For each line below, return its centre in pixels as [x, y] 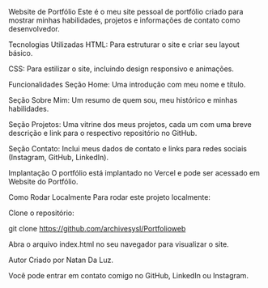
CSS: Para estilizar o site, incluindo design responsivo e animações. [121, 69]
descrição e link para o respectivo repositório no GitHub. [103, 133]
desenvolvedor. [34, 29]
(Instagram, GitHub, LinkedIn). [59, 157]
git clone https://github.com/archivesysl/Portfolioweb [97, 229]
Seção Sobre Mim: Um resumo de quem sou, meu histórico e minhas [123, 100]
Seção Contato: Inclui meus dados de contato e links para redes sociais [128, 148]
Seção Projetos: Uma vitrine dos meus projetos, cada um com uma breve [130, 124]
